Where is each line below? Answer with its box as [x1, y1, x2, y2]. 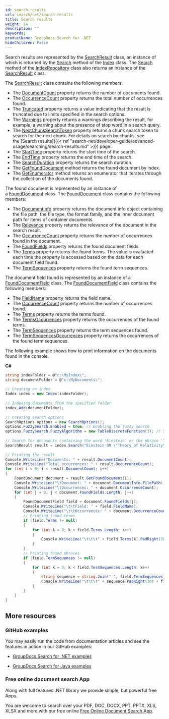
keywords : [5, 31, 26, 36]
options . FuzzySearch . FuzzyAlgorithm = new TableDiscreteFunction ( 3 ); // [5, 429, 161, 434]
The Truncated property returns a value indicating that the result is [12, 105, 151, 112]
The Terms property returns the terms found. [12, 311, 106, 317]
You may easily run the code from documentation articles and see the [5, 638, 150, 644]
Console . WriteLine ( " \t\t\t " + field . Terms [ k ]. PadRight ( [41, 537, 161, 542]
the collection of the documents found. [12, 175, 94, 182]
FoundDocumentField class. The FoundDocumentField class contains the [5, 280, 157, 286]
